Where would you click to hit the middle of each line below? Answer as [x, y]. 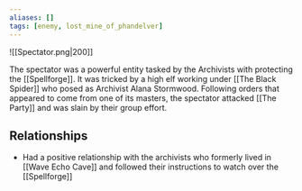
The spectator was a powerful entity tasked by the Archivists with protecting [151, 69]
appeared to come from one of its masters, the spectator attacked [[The [143, 98]
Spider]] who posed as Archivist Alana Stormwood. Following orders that [144, 88]
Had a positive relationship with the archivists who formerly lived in [147, 158]
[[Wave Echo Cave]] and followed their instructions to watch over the [151, 167]
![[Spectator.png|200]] [51, 51]
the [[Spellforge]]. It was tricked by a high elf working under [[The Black [143, 78]
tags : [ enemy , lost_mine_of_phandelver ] [87, 26]
